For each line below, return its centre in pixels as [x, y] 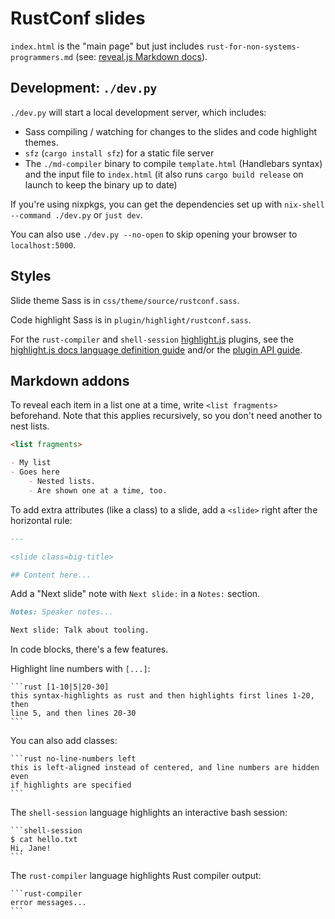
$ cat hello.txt [44, 840]
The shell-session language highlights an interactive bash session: [149, 813]
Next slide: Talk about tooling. [80, 630]
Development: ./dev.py [84, 88]
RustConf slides [78, 18]
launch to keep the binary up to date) [101, 184]
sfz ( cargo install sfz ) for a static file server [119, 153]
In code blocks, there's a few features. [89, 649]
